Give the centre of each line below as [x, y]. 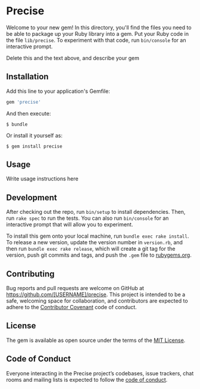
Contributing [30, 274]
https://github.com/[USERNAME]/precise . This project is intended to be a [96, 295]
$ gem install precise [34, 146]
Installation [27, 77]
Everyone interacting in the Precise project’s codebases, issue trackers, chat [100, 373]
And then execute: [29, 113]
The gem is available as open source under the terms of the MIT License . [96, 340]
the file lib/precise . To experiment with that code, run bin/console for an [96, 40]
